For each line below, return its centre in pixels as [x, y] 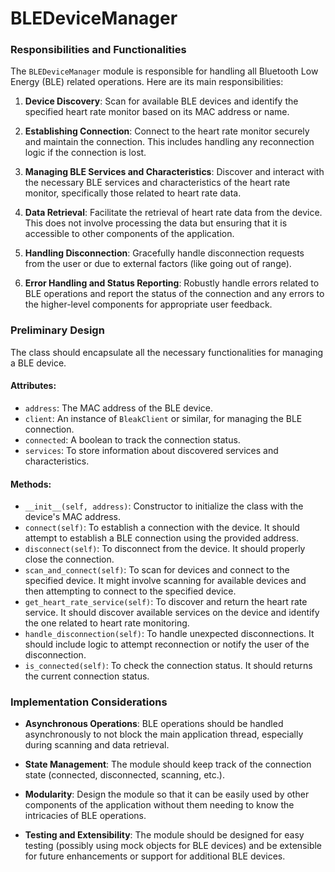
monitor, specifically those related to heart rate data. [133, 193]
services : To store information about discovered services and [151, 450]
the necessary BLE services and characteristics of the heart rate [157, 183]
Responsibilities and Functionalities [98, 50]
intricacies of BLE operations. [85, 816]
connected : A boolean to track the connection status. [132, 439]
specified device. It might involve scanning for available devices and [165, 581]
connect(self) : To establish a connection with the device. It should [162, 528]
